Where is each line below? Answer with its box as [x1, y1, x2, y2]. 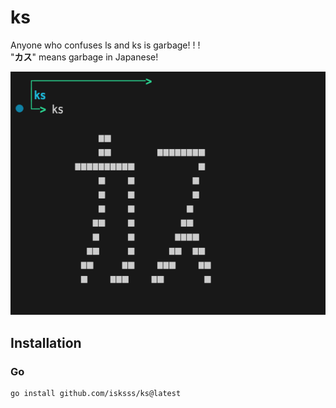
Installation [10, 334, 82, 351]
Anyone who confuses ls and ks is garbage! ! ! [10, 39, 201, 51]
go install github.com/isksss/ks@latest [10, 388, 182, 398]
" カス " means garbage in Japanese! [10, 51, 159, 63]
